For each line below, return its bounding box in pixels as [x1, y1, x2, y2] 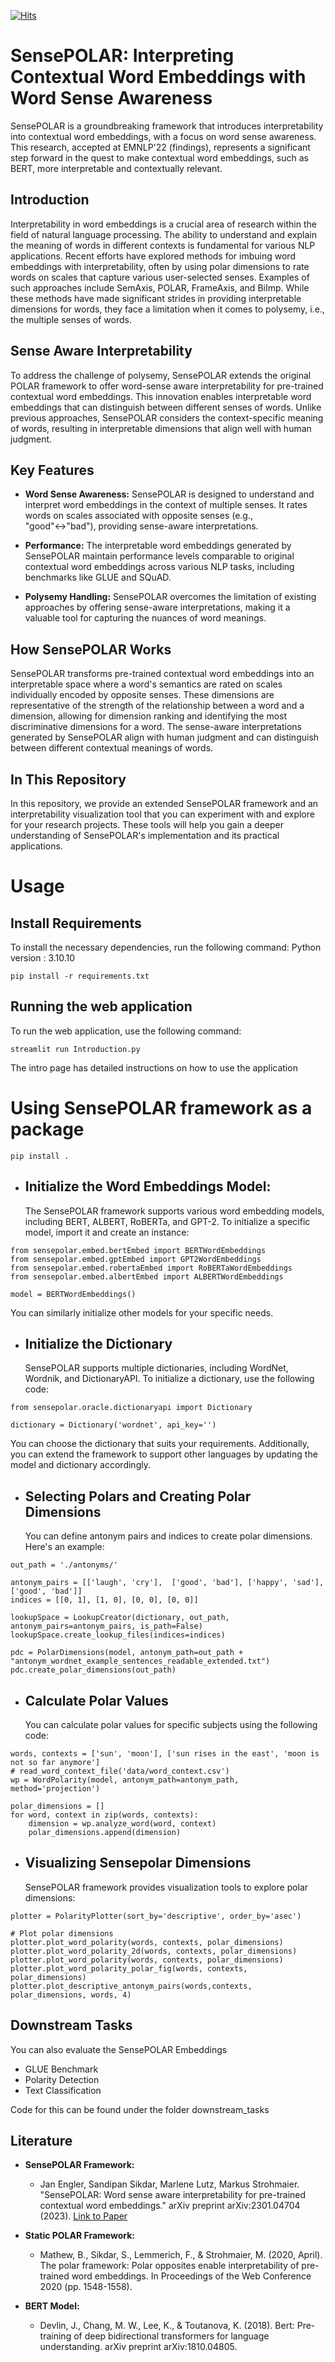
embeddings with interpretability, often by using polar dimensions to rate [10, 260, 310, 272]
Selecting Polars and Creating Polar [24, 1488, 252, 1505]
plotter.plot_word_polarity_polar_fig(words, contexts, [10, 1963, 248, 1974]
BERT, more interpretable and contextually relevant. [10, 162, 223, 174]
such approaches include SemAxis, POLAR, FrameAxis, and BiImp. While [10, 281, 310, 294]
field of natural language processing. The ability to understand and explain [10, 228, 318, 240]
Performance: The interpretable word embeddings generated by [24, 540, 292, 552]
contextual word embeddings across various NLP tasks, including [24, 561, 295, 573]
